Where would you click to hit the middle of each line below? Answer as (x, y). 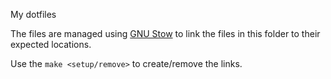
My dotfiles (33, 14)
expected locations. (51, 44)
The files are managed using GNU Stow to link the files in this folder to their (165, 33)
